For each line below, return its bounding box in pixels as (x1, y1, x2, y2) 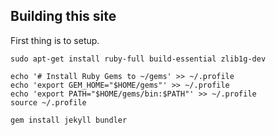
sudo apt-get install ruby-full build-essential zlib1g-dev (10, 54, 267, 64)
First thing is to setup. (10, 34, 100, 46)
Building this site (10, 8, 117, 25)
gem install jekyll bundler (10, 115, 128, 125)
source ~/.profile (10, 97, 87, 108)
